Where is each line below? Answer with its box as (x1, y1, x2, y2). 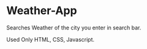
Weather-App (6, 4, 78, 18)
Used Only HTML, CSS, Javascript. (6, 36, 95, 43)
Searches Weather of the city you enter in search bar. (6, 24, 141, 31)
